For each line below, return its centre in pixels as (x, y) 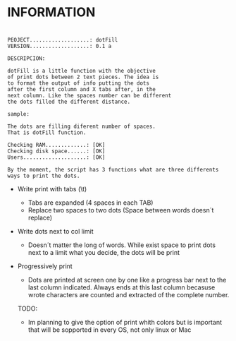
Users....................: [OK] (56, 157)
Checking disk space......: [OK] (56, 151)
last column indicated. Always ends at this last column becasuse (122, 287)
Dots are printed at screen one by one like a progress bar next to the (127, 280)
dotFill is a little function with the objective (82, 71)
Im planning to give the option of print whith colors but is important (125, 323)
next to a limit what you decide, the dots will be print (104, 253)
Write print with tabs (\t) (52, 189)
